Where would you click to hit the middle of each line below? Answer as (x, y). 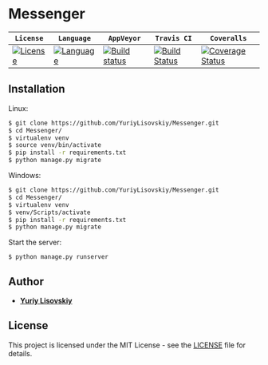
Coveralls (229, 38)
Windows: (25, 175)
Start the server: (35, 242)
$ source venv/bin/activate (55, 145)
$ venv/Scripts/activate (49, 212)
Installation (37, 89)
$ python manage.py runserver (59, 257)
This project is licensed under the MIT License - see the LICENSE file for (127, 345)
